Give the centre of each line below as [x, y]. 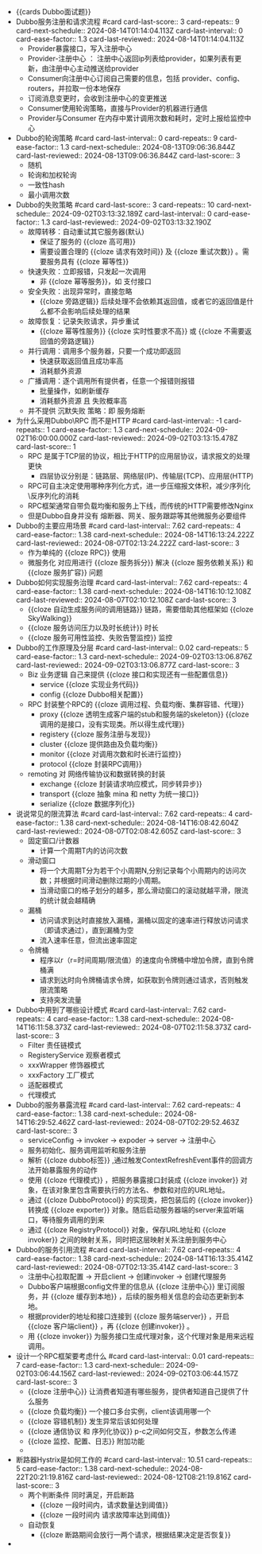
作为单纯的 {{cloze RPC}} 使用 [77, 552]
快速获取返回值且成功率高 [81, 361]
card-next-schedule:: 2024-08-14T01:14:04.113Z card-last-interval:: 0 [129, 31]
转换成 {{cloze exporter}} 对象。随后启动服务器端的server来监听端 [136, 1210]
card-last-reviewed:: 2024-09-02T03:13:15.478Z [158, 438]
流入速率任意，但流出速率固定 [88, 940]
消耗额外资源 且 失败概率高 [83, 401]
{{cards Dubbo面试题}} [53, 12]
